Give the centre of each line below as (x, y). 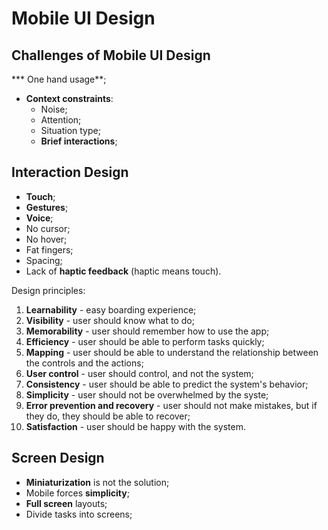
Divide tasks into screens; (79, 514)
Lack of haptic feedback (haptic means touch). (123, 271)
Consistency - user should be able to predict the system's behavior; (167, 384)
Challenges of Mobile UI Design (111, 55)
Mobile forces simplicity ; (77, 493)
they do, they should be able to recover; (108, 416)
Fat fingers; (49, 249)
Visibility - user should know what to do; (110, 320)
